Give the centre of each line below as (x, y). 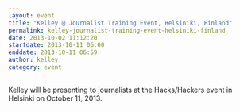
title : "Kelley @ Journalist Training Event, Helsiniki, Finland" (120, 23)
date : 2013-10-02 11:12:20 (53, 38)
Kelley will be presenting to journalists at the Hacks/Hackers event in (120, 90)
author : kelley (33, 60)
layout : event (32, 15)
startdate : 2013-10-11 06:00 (56, 45)
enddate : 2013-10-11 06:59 (53, 52)
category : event (35, 67)
